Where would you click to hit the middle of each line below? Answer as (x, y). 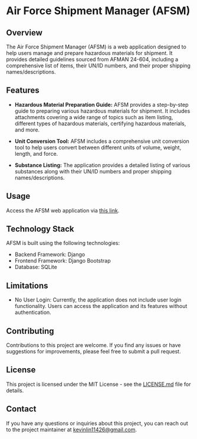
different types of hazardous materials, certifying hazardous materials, (100, 123)
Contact (21, 409)
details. (15, 390)
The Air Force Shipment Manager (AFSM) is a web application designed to (96, 47)
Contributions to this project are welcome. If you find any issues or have (93, 345)
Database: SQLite (36, 267)
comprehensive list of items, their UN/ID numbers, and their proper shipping (98, 65)
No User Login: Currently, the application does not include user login (98, 300)
